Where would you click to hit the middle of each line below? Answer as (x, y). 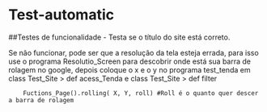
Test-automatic (61, 15)
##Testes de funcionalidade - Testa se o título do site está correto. (119, 37)
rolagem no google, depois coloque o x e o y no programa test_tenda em (129, 69)
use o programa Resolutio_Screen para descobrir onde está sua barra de (130, 61)
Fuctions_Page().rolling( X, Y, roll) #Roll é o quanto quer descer (141, 93)
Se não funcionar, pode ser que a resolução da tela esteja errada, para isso (133, 52)
